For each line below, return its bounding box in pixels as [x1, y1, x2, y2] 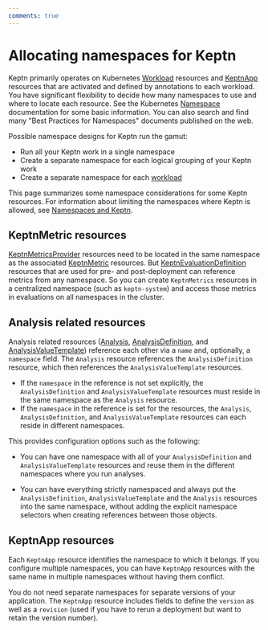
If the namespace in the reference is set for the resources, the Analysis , [19, 403, 252, 414]
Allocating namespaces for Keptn [8, 46, 237, 64]
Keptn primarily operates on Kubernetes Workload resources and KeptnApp [8, 73, 258, 83]
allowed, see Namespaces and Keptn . [8, 205, 133, 215]
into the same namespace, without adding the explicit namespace [19, 501, 238, 511]
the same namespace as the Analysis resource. [19, 395, 178, 405]
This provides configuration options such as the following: [8, 436, 201, 446]
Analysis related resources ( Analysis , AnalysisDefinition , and [8, 337, 209, 346]
